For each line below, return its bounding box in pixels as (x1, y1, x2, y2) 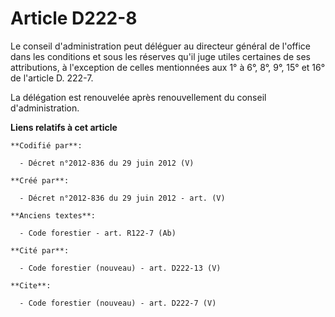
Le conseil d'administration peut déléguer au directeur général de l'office (10, 40, 311, 52)
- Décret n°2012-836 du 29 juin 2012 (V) (19, 158, 195, 168)
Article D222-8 (10, 7, 138, 30)
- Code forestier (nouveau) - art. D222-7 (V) (19, 298, 217, 308)
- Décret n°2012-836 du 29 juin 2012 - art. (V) (19, 193, 226, 203)
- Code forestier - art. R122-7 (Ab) (19, 228, 177, 238)
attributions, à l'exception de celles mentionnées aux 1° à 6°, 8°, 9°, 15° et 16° (10, 61, 326, 73)
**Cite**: (10, 280, 52, 291)
